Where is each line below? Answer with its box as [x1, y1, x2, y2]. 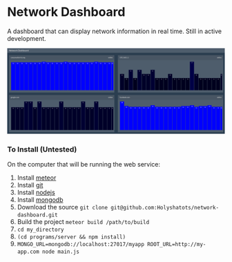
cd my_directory [17, 226, 64, 234]
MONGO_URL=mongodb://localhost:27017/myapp [17, 241, 145, 248]
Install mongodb [17, 196, 64, 204]
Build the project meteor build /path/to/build [17, 218, 150, 226]
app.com [17, 248, 39, 256]
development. [7, 34, 46, 42]
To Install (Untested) [7, 144, 77, 154]
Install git [17, 181, 43, 189]
